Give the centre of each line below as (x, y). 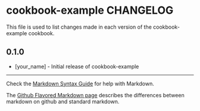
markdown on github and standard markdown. (63, 101)
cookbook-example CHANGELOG (90, 10)
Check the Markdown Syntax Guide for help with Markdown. (80, 84)
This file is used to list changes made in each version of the (79, 27)
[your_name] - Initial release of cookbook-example (77, 66)
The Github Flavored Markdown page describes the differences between (95, 95)
